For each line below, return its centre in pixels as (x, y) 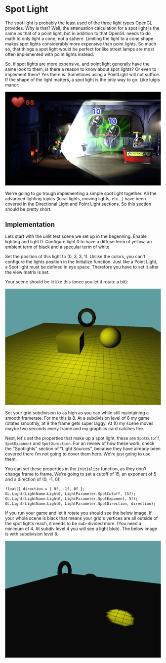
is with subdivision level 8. (32, 534)
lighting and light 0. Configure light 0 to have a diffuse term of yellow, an (79, 242)
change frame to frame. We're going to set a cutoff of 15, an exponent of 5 (81, 474)
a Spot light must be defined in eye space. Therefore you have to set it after (82, 267)
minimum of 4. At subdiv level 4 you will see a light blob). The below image (81, 529)
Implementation (30, 225)
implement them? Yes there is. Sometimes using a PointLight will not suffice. (83, 74)
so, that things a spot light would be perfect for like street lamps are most (80, 49)
